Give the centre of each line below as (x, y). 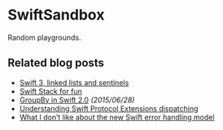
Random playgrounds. (45, 37)
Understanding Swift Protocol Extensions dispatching (109, 108)
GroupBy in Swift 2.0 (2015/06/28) (77, 100)
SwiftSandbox (56, 15)
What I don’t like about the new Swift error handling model (117, 117)
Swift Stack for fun (51, 91)
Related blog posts (56, 63)
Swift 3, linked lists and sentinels (74, 82)
